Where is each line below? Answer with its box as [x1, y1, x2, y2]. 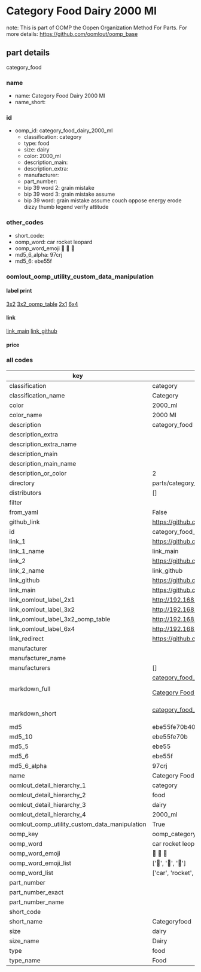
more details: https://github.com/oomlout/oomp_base [6, 30, 138, 37]
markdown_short [9, 709, 57, 718]
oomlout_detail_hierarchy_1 [9, 781, 86, 789]
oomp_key [9, 830, 39, 838]
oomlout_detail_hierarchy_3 [9, 800, 86, 809]
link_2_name [9, 566, 45, 575]
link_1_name [9, 546, 45, 555]
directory [9, 479, 35, 487]
